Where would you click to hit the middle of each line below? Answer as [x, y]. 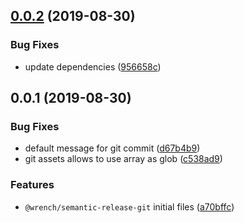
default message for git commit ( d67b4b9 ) [112, 148]
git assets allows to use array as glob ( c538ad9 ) [123, 159]
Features [32, 185]
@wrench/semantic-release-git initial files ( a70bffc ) [129, 206]
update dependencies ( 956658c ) [93, 66]
